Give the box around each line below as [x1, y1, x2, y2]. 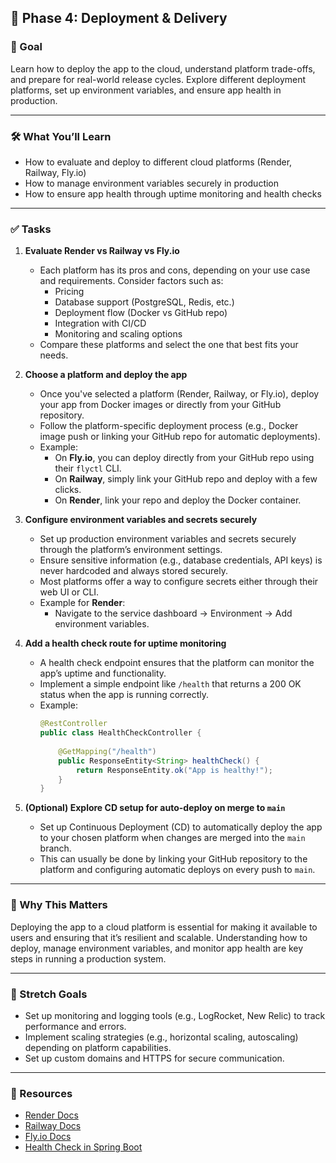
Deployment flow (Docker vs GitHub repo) [54, 307, 228, 319]
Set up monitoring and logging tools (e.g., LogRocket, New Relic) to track [24, 1009, 326, 1021]
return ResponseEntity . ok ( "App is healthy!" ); [75, 765, 273, 775]
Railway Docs [24, 1120, 82, 1132]
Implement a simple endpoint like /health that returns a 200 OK [39, 678, 302, 690]
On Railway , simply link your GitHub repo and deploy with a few [54, 473, 318, 485]
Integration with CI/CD [54, 317, 147, 330]
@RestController [39, 719, 108, 729]
